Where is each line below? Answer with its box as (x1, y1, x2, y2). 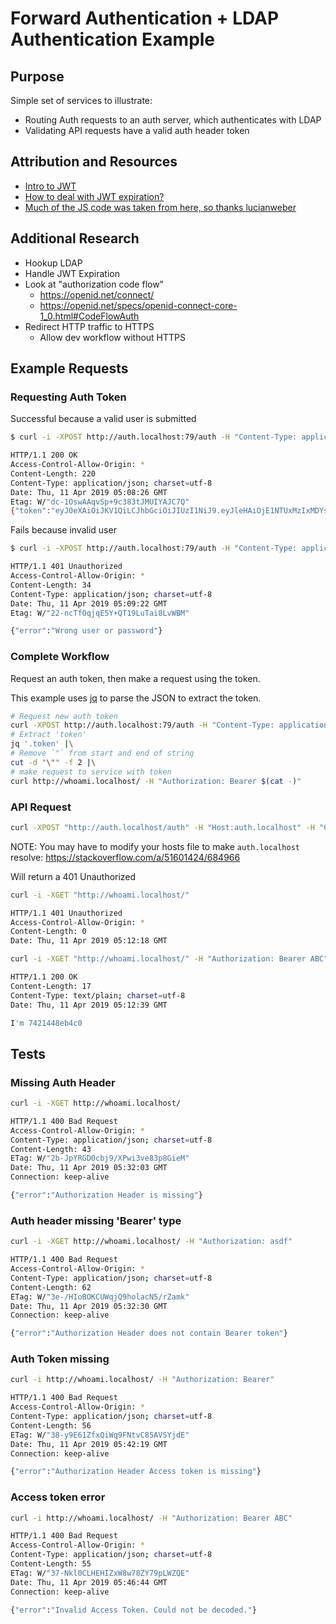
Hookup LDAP (24, 257, 83, 269)
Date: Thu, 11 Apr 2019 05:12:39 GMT (10, 1000, 168, 1010)
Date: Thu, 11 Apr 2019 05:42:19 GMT (10, 1439, 168, 1449)
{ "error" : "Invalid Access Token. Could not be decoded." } (10, 1605, 257, 1615)
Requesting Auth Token (10, 390, 127, 404)
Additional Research (10, 230, 140, 247)
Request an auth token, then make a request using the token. (10, 672, 261, 684)
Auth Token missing (10, 1352, 110, 1366)
